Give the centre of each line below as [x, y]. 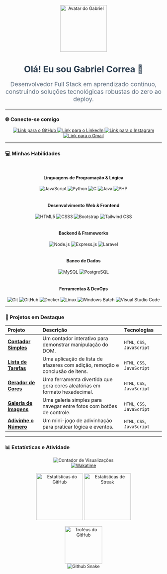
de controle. [56, 413]
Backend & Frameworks [83, 233]
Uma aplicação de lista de [73, 359]
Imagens [18, 409]
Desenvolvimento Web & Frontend [83, 205]
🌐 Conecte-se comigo [32, 119]
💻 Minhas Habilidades [33, 153]
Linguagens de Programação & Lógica [83, 177]
